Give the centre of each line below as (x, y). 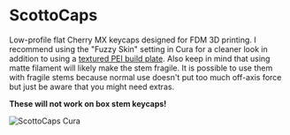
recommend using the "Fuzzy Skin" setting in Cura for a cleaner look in (138, 49)
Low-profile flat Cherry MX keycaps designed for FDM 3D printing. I (133, 40)
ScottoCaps (53, 15)
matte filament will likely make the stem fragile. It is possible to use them (141, 68)
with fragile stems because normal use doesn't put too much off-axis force (145, 77)
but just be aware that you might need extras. (92, 86)
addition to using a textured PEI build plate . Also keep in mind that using (140, 58)
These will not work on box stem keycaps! (88, 103)
